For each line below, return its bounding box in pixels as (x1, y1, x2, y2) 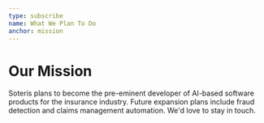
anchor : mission (8, 27, 63, 35)
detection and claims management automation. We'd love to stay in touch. (8, 106, 256, 116)
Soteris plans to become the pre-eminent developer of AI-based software (8, 88, 254, 98)
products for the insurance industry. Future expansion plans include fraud (8, 97, 255, 107)
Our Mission (8, 61, 93, 80)
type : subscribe (8, 11, 63, 20)
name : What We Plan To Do (8, 19, 96, 28)
